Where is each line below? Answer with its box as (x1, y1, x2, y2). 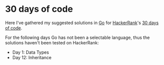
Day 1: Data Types (12, 49, 49, 55)
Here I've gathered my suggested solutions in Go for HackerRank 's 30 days (5, 20, 159, 26)
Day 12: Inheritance (12, 54, 52, 60)
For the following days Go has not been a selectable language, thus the (5, 34, 150, 40)
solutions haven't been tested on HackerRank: (5, 39, 99, 45)
